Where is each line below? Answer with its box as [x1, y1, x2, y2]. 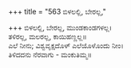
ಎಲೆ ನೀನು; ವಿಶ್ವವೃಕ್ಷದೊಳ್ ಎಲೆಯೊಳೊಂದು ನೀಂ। [8, 41, 124, 50]
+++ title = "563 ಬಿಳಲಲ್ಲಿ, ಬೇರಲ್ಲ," [8, 7, 106, 16]
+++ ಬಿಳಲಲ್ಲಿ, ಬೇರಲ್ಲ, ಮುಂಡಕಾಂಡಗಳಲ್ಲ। [8, 23, 113, 32]
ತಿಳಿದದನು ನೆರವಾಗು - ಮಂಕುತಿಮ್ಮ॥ [8, 50, 92, 59]
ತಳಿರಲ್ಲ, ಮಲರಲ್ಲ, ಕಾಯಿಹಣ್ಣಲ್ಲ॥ [8, 32, 87, 41]
